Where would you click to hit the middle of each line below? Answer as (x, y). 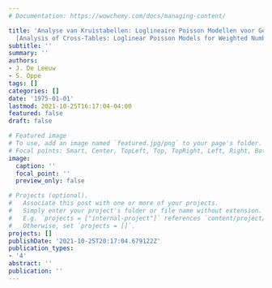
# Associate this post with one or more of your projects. (114, 204)
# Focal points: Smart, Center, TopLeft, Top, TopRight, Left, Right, (130, 151)
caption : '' (36, 166)
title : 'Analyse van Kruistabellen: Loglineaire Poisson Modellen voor (132, 30)
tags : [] (23, 83)
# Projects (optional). (49, 196)
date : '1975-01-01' (41, 98)
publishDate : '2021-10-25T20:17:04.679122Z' (85, 241)
